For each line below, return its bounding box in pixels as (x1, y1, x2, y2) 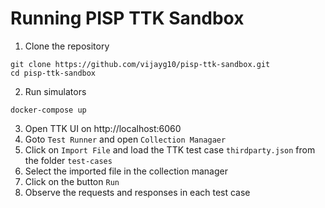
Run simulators (24, 85, 87, 97)
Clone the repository (24, 40, 110, 52)
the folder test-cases (24, 154, 113, 166)
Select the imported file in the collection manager (24, 165, 228, 177)
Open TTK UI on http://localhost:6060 (24, 122, 182, 134)
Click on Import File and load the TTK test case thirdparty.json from (24, 143, 316, 156)
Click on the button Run (24, 175, 120, 187)
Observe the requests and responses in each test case (24, 186, 251, 198)
